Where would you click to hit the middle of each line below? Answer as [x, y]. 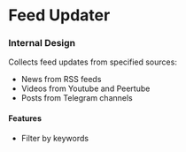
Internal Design [42, 43]
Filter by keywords [55, 138]
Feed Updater [59, 15]
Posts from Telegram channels [77, 98]
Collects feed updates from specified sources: [93, 62]
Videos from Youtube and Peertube [85, 88]
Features [25, 118]
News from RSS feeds [61, 80]
